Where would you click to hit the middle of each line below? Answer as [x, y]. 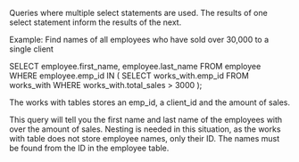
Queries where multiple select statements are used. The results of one [138, 13]
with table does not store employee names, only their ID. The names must [145, 138]
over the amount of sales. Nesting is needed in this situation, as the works [145, 129]
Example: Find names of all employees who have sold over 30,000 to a [139, 40]
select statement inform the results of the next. [96, 22]
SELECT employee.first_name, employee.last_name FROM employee [135, 66]
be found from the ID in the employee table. [89, 148]
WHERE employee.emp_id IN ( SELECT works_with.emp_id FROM [129, 76]
